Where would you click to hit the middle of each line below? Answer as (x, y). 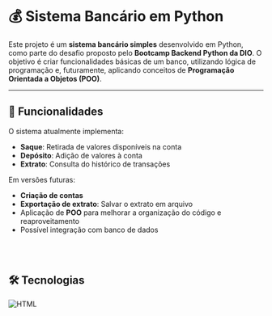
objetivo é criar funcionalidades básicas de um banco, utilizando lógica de (132, 61)
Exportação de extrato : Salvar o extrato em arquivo (106, 204)
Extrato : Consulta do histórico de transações (95, 164)
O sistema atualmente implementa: (66, 131)
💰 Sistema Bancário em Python (116, 17)
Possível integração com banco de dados (89, 230)
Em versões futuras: (42, 179)
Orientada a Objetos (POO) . (55, 78)
